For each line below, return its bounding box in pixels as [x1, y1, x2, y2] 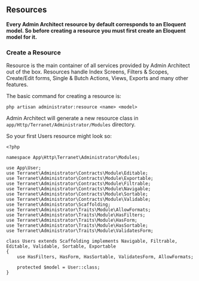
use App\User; [6, 165, 42, 171]
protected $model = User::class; [17, 264, 100, 271]
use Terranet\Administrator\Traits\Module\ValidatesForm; [6, 228, 154, 234]
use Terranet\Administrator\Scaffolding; [6, 201, 111, 208]
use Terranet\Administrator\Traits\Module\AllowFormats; [6, 207, 151, 213]
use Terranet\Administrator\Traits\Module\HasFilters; [6, 212, 146, 218]
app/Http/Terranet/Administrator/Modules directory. [6, 121, 136, 128]
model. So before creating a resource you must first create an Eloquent [6, 27, 186, 34]
